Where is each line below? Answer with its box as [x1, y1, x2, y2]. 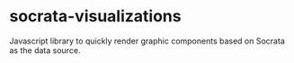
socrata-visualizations [9, 6, 182, 27]
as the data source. [9, 44, 81, 55]
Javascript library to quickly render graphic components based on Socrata [9, 35, 285, 46]
